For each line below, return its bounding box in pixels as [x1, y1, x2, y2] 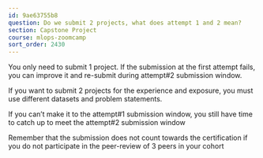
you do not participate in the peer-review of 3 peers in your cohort [8, 141, 224, 151]
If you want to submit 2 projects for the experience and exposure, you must [8, 86, 254, 95]
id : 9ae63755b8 [8, 11, 58, 20]
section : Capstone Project [8, 26, 97, 34]
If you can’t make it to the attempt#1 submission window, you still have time [8, 109, 253, 119]
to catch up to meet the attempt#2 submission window [8, 118, 186, 127]
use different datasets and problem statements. [8, 94, 163, 104]
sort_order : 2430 [8, 41, 66, 49]
